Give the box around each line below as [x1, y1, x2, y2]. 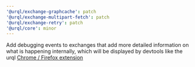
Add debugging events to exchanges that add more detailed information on [6, 42, 189, 49]
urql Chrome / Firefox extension [6, 54, 83, 61]
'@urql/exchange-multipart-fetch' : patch [6, 14, 110, 20]
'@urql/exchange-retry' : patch [6, 20, 83, 25]
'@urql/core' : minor [6, 25, 57, 31]
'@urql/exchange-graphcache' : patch [6, 8, 96, 15]
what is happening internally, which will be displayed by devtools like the [6, 48, 183, 55]
